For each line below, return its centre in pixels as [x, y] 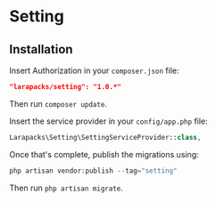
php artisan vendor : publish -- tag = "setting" [93, 171]
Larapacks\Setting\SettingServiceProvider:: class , [105, 137]
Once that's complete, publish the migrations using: [104, 154]
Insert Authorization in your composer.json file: [95, 70]
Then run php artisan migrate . [66, 188]
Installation [41, 49]
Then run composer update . [58, 103]
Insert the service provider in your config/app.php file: [108, 121]
